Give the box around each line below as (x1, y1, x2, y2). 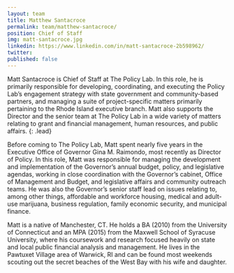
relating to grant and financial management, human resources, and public (7, 119, 219, 128)
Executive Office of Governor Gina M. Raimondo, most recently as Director (7, 147, 221, 156)
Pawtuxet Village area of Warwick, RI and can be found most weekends (7, 250, 213, 258)
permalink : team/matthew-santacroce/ (7, 23, 117, 30)
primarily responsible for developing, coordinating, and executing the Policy (7, 82, 225, 91)
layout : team (7, 10, 45, 17)
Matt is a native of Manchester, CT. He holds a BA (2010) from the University (7, 221, 228, 229)
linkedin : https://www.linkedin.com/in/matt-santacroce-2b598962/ (7, 43, 205, 50)
